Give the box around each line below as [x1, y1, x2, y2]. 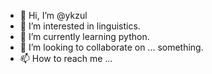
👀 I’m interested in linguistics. [19, 20, 141, 32]
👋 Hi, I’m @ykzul [19, 10, 88, 21]
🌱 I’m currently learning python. [19, 31, 150, 42]
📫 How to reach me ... [19, 53, 113, 64]
